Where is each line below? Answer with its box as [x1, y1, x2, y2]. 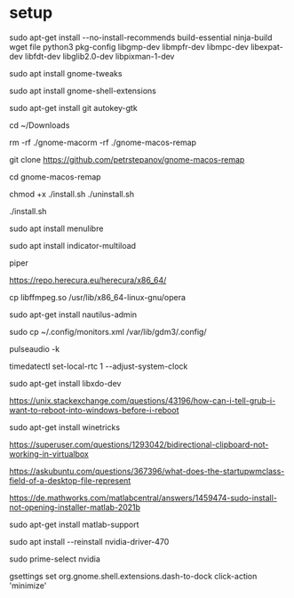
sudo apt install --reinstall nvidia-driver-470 [9, 536, 170, 546]
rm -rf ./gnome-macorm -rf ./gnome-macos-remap [9, 137, 197, 148]
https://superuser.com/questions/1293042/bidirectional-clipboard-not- [9, 439, 269, 450]
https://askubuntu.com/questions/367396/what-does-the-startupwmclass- [9, 466, 285, 476]
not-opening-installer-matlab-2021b [9, 501, 140, 513]
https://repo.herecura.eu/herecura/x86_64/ [9, 275, 167, 285]
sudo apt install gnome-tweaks [9, 68, 123, 78]
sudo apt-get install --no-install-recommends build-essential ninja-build [9, 32, 273, 43]
